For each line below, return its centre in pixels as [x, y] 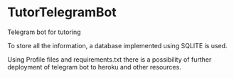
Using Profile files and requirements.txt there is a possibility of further [110, 59]
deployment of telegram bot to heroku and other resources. [94, 67]
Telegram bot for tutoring [44, 32]
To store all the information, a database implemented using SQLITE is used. [117, 45]
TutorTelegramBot [62, 12]
